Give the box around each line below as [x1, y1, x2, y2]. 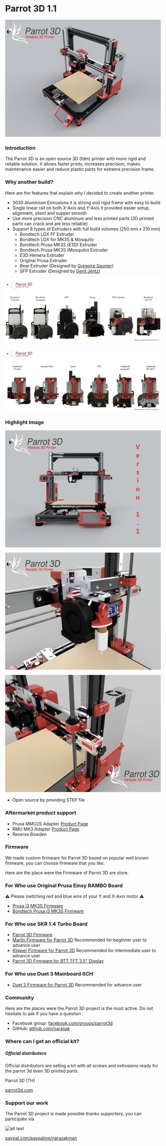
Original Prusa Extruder [19, 257, 68, 263]
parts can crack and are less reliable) [12, 220, 88, 226]
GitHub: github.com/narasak [12, 1026, 70, 1032]
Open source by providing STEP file [12, 797, 85, 803]
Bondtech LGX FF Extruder [19, 231, 75, 237]
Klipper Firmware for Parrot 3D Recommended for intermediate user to [12, 947, 157, 954]
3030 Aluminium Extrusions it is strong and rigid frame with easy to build [12, 199, 161, 206]
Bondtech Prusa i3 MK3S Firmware [12, 908, 84, 914]
